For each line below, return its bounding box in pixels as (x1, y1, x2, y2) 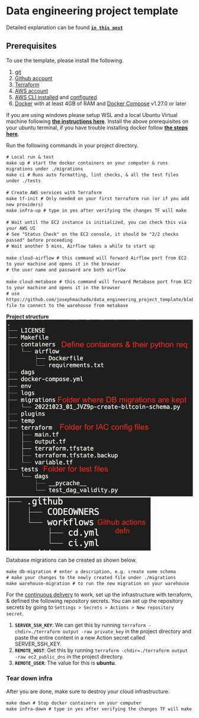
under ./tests (6, 178, 41, 184)
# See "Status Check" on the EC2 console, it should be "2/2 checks (6, 231, 179, 237)
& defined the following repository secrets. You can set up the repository (6, 597, 184, 605)
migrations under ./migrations (6, 166, 84, 172)
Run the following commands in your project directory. (6, 141, 139, 149)
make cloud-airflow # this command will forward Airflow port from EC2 (6, 255, 187, 261)
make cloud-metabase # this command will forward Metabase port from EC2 (6, 279, 192, 284)
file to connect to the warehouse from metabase (6, 302, 129, 308)
